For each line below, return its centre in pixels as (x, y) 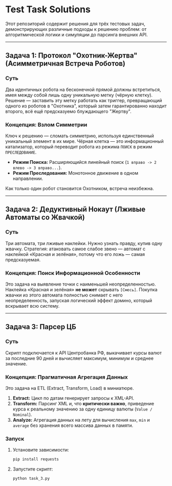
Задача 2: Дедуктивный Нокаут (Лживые (76, 209)
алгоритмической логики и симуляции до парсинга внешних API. (77, 34)
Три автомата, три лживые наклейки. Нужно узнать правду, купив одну (84, 243)
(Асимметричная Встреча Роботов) (65, 63)
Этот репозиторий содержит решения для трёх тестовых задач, (75, 24)
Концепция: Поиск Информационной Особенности (73, 273)
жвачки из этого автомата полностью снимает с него (64, 295)
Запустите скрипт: (33, 469)
